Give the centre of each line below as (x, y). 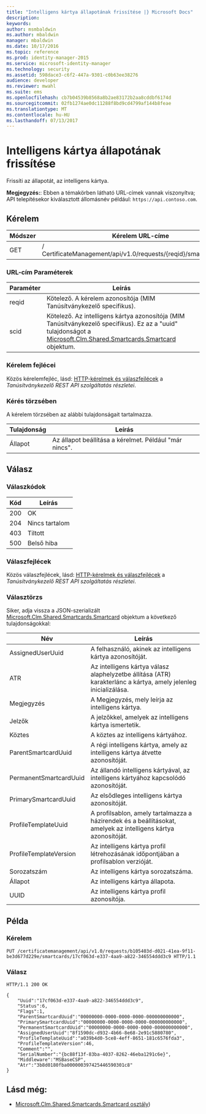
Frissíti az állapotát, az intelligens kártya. (58, 181)
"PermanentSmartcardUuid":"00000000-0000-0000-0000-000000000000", (105, 1028)
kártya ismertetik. (116, 725)
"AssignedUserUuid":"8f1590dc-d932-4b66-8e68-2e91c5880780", (97, 1033)
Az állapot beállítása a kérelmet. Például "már (117, 439)
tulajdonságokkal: (29, 624)
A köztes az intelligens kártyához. (139, 735)
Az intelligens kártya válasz (130, 667)
